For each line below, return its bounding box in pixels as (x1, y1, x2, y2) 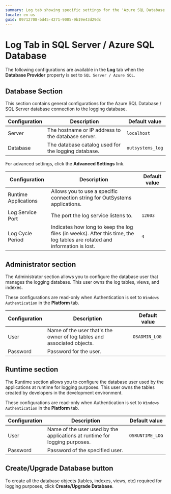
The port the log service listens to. (50, 212, 133, 219)
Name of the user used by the (47, 426, 119, 433)
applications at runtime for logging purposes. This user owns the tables (5, 384, 155, 390)
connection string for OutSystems (50, 194, 132, 202)
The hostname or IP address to (47, 127, 121, 134)
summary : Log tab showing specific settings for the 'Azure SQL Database (5, 7, 165, 13)
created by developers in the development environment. (5, 389, 123, 396)
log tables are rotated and (50, 236, 113, 243)
